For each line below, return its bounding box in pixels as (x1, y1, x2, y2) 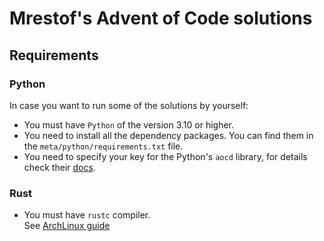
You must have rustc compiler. (23, 209, 151, 221)
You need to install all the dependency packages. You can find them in (23, 129, 314, 141)
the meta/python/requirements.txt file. (23, 140, 184, 152)
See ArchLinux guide (23, 220, 111, 232)
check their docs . (23, 161, 96, 173)
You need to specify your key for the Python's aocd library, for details (23, 150, 308, 162)
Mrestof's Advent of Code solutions (9, 7, 313, 30)
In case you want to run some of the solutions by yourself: (9, 99, 249, 111)
